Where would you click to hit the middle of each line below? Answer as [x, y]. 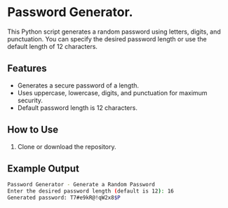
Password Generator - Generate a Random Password [81, 185]
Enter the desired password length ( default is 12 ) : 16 [90, 191]
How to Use [33, 130]
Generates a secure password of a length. [78, 85]
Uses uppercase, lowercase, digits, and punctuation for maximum [112, 92]
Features [27, 68]
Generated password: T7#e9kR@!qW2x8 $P [64, 198]
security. [30, 100]
